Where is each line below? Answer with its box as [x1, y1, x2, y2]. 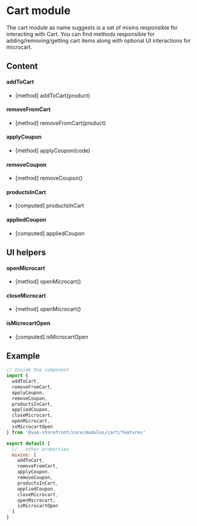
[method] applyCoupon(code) [15, 147, 90, 154]
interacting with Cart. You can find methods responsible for [6, 30, 156, 37]
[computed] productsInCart [15, 202, 84, 210]
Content [6, 61, 38, 71]
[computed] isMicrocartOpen [15, 333, 88, 340]
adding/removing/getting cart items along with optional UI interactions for [6, 37, 191, 44]
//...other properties [12, 446, 70, 452]
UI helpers [6, 247, 46, 257]
